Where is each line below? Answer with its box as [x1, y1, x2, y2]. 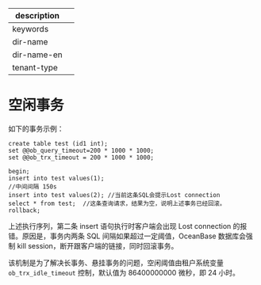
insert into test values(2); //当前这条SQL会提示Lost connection [8, 191, 221, 199]
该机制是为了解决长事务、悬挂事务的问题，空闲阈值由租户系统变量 [8, 257, 224, 268]
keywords [12, 24, 49, 34]
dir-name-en [12, 49, 63, 60]
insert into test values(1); [8, 174, 105, 182]
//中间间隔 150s [8, 182, 57, 191]
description [15, 10, 59, 21]
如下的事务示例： [8, 123, 64, 133]
